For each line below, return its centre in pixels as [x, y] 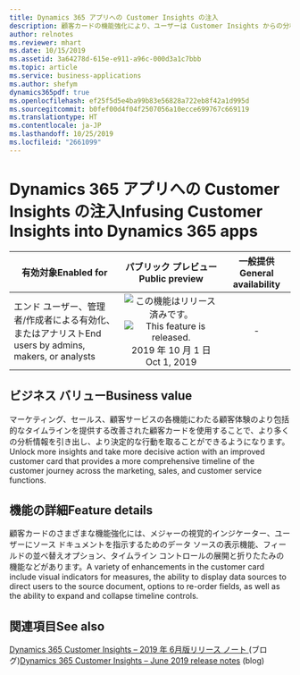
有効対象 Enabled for [64, 272]
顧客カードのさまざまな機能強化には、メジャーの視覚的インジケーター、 [142, 534]
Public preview [171, 278]
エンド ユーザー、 [50, 307]
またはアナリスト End [58, 333]
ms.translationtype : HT [54, 117]
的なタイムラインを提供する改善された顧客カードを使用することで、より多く [150, 430]
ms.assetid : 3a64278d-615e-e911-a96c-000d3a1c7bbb [105, 59]
